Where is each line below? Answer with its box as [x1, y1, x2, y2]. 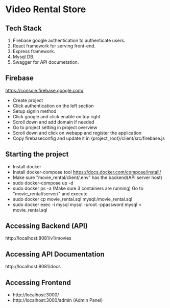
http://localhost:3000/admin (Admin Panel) [12, 297, 103, 303]
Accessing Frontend [5, 278, 71, 287]
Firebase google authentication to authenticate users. [12, 37, 126, 43]
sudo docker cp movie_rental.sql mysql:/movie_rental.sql [12, 196, 133, 202]
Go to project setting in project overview [12, 124, 98, 131]
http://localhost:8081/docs [5, 264, 61, 270]
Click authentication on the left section [12, 102, 94, 109]
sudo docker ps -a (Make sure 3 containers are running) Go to [12, 185, 144, 191]
